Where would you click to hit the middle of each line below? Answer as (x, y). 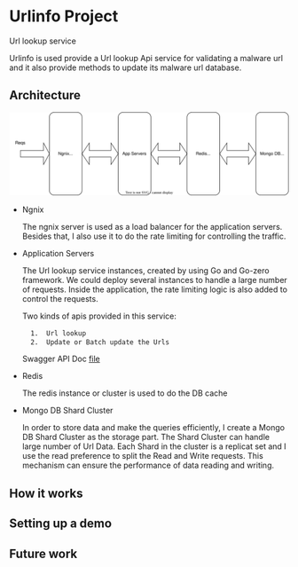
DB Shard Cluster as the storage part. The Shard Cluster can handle (146, 437)
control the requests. (60, 299)
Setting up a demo (61, 524)
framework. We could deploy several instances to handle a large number (155, 280)
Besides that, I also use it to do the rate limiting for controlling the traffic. (154, 236)
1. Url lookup (59, 334)
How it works (46, 493)
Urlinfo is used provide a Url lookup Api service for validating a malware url (146, 58)
